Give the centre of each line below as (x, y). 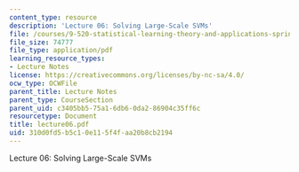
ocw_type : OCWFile (43, 83)
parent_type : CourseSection (61, 100)
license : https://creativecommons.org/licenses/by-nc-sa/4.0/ (127, 75)
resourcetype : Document (53, 116)
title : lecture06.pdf (49, 125)
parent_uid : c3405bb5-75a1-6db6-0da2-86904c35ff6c (105, 108)
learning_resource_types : (57, 59)
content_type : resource (53, 17)
